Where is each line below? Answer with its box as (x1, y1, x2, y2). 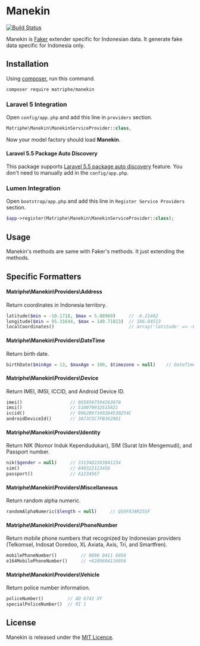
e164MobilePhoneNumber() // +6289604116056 (6, 558, 127, 564)
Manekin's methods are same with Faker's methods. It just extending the (6, 248, 185, 255)
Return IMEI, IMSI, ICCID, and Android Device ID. (6, 387, 125, 395)
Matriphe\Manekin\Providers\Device (6, 374, 99, 381)
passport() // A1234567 (6, 471, 100, 477)
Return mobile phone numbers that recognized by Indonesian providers (6, 535, 182, 542)
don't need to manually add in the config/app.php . (6, 169, 129, 176)
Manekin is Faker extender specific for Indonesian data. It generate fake (6, 35, 183, 42)
